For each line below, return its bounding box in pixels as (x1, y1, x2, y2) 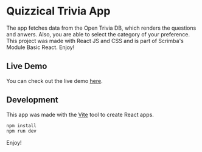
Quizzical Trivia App (6, 4, 111, 18)
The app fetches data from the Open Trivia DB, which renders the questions (6, 24, 197, 31)
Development (6, 95, 59, 105)
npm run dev (6, 128, 37, 134)
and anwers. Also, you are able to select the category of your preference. (6, 30, 190, 38)
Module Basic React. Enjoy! (6, 44, 75, 51)
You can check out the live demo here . (6, 77, 103, 84)
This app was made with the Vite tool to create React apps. (6, 111, 154, 118)
